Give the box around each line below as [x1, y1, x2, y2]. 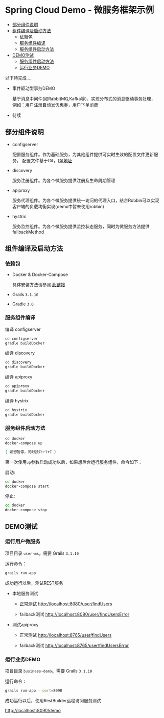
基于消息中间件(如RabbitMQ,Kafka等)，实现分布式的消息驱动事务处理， [12, 96, 156, 101]
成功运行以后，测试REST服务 [5, 580, 64, 586]
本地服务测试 [12, 590, 38, 596]
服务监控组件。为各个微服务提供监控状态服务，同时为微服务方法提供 [12, 223, 150, 229]
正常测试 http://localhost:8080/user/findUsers [19, 601, 113, 607]
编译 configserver [5, 326, 41, 332]
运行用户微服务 [5, 538, 41, 545]
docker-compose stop [5, 508, 47, 513]
